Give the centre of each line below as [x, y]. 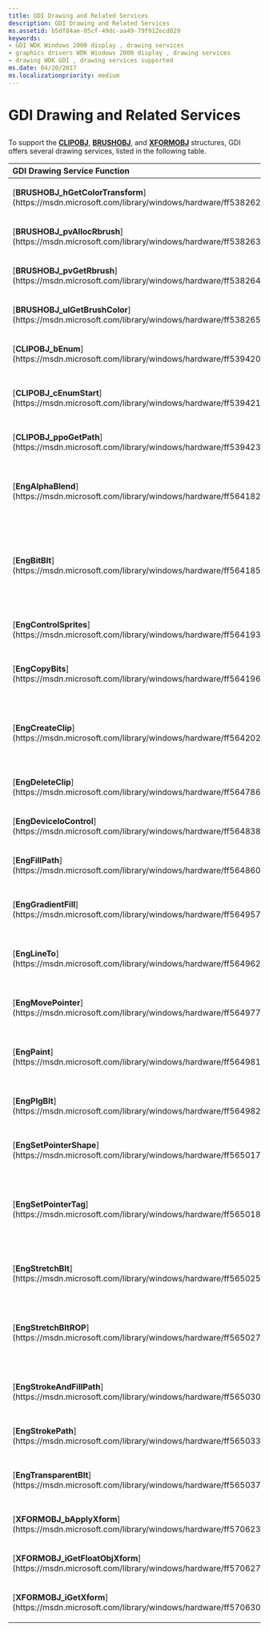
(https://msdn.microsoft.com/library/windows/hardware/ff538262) [138, 203]
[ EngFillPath [36, 861]
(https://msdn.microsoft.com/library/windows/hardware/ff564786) [138, 793]
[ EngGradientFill [44, 905]
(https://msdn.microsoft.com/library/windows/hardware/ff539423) [138, 448]
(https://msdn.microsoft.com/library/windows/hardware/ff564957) [138, 915]
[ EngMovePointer [46, 1003]
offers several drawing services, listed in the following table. [107, 151]
